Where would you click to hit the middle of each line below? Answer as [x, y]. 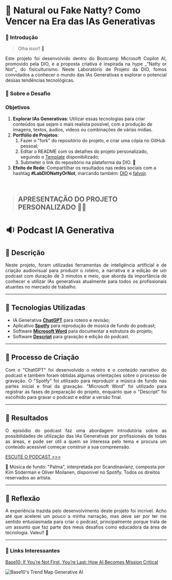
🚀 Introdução [22, 37]
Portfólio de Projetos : [36, 135]
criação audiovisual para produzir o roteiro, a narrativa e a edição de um [86, 270]
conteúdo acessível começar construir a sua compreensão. [68, 447]
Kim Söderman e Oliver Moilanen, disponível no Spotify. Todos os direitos [83, 472]
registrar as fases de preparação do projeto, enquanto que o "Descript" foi [86, 392]
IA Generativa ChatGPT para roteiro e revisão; [61, 320]
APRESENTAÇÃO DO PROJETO [68, 199]
